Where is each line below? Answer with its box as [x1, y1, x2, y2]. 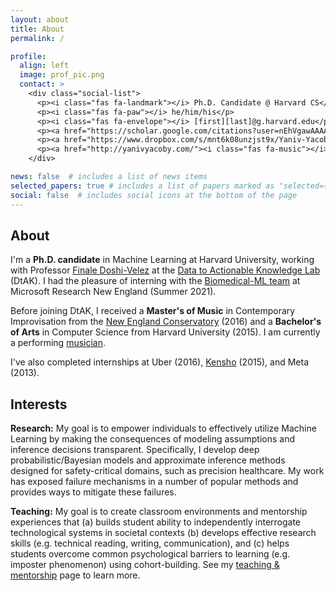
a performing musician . [10, 337, 107, 349]
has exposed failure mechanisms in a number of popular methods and [10, 476, 299, 488]
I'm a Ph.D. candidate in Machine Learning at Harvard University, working [10, 254, 315, 266]
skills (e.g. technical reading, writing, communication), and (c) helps [10, 537, 290, 550]
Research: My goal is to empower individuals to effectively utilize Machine [10, 422, 317, 435]
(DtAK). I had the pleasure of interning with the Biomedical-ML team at [10, 275, 301, 287]
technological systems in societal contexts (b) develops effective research [10, 527, 317, 539]
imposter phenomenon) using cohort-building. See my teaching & [10, 559, 280, 571]
